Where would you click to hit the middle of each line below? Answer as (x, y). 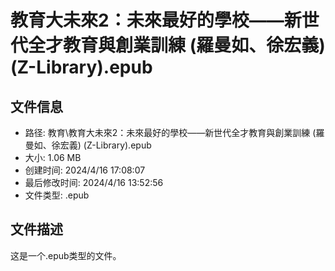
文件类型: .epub (57, 195)
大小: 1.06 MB (53, 157)
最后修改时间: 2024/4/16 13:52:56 (94, 182)
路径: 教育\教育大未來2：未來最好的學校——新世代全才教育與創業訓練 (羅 (174, 132)
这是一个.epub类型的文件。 (66, 255)
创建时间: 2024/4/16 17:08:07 (85, 170)
